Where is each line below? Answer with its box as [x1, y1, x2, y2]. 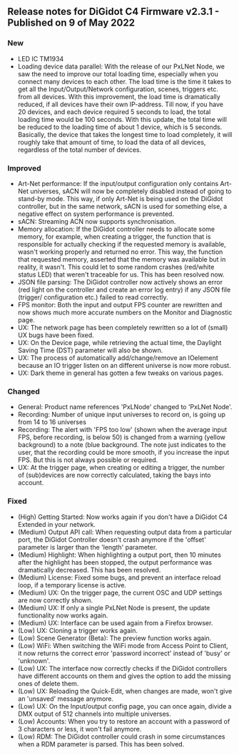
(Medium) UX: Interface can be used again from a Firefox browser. [17, 618, 213, 627]
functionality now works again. [17, 611, 108, 620]
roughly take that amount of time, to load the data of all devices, [17, 138, 206, 146]
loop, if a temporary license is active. [17, 580, 127, 589]
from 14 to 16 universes [17, 418, 87, 426]
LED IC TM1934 [17, 54, 64, 63]
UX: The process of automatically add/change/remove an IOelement [17, 353, 219, 362]
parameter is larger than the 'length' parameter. [17, 543, 158, 551]
